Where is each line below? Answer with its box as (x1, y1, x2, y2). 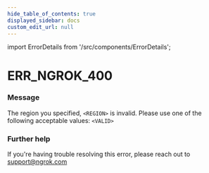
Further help (7, 133, 51, 143)
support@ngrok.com (7, 157, 68, 166)
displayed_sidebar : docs (7, 17, 80, 24)
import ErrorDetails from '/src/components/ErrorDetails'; (7, 43, 171, 52)
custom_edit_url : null (7, 23, 74, 30)
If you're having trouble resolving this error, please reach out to (7, 150, 191, 159)
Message (7, 93, 40, 102)
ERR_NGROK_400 (7, 68, 113, 83)
